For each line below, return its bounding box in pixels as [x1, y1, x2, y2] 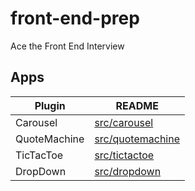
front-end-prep [10, 7, 140, 30]
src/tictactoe [94, 148, 155, 162]
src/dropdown [94, 164, 162, 178]
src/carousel [94, 115, 154, 129]
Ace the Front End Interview [10, 40, 125, 52]
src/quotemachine [94, 132, 181, 146]
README [115, 98, 159, 112]
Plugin [34, 98, 66, 112]
